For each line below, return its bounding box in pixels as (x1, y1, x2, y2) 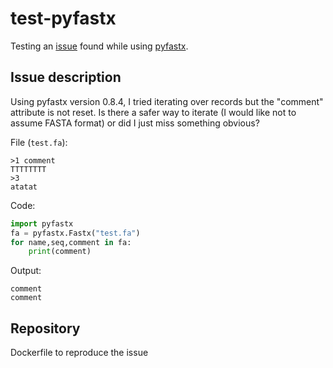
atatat (10, 182, 38, 192)
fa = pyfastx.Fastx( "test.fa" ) (10, 228, 141, 238)
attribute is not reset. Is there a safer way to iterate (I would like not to (10, 106, 297, 118)
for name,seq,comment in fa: (10, 237, 132, 247)
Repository (10, 320, 81, 337)
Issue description (10, 69, 122, 86)
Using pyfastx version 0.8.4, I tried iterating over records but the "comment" (10, 95, 324, 107)
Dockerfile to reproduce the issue (10, 347, 149, 359)
